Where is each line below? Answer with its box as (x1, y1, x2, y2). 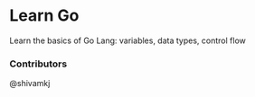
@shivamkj (9, 78, 51, 89)
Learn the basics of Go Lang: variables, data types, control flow (9, 35, 246, 46)
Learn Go (9, 5, 80, 26)
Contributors (9, 57, 68, 70)
